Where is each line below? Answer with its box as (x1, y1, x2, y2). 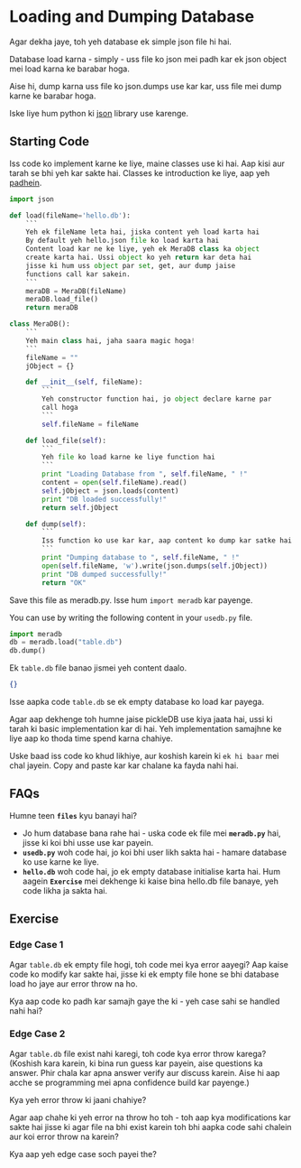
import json (9, 194, 54, 204)
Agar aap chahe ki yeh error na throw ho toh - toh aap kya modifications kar (9, 1112, 291, 1123)
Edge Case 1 (9, 939, 64, 951)
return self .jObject (41, 503, 119, 512)
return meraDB (25, 303, 78, 312)
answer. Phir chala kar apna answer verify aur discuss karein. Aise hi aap (9, 1067, 280, 1078)
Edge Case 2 (9, 1027, 66, 1040)
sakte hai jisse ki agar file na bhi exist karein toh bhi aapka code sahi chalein (9, 1121, 292, 1132)
